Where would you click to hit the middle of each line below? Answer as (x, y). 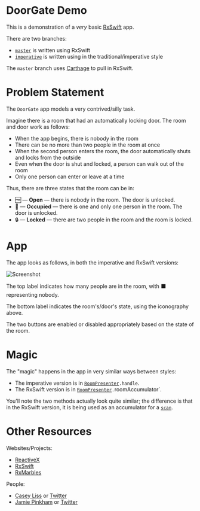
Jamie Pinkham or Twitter (46, 502)
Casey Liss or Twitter (41, 495)
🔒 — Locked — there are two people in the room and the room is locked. (104, 220)
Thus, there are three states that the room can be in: (70, 188)
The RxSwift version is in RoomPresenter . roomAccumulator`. (88, 389)
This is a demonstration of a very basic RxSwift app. (70, 27)
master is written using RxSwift (53, 50)
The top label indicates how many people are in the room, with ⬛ (86, 286)
